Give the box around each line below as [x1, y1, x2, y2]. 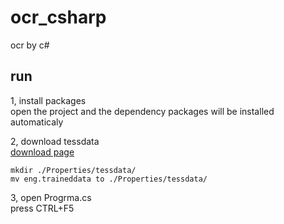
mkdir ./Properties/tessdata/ [10, 165, 137, 175]
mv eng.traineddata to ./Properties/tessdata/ [10, 174, 208, 184]
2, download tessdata [10, 135, 100, 147]
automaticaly [10, 116, 64, 128]
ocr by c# [10, 39, 50, 51]
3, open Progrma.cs [10, 191, 92, 203]
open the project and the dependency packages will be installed [10, 105, 275, 117]
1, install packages [10, 94, 87, 106]
